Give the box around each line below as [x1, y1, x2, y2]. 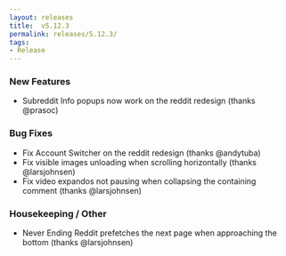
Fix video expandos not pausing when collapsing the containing [21, 175, 257, 187]
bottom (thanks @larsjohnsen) [21, 237, 134, 248]
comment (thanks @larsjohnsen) [21, 185, 143, 196]
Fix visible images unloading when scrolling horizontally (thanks [21, 156, 257, 167]
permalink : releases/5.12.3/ [9, 29, 118, 38]
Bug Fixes [9, 127, 53, 140]
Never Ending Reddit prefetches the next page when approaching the [21, 228, 278, 238]
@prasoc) [21, 105, 59, 116]
